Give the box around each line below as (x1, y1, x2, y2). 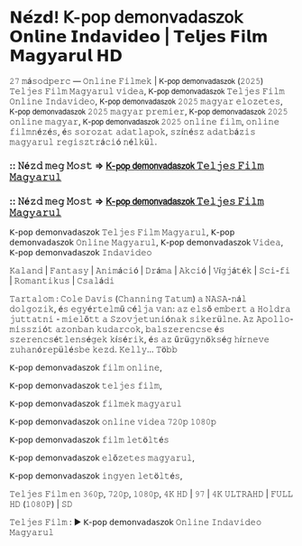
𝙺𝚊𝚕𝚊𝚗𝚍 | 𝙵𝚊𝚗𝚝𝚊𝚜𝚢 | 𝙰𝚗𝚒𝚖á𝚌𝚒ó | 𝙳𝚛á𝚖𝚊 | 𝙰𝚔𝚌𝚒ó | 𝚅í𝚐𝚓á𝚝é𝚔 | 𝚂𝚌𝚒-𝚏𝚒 (9, 265, 291, 276)
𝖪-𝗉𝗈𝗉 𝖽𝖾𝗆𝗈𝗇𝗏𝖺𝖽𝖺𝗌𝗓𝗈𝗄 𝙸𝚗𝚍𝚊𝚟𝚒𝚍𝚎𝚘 (9, 247, 152, 258)
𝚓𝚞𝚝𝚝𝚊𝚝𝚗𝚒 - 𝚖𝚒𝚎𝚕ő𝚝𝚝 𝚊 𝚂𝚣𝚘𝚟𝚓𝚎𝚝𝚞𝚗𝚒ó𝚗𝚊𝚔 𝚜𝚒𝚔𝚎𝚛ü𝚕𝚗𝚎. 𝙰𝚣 (9, 314, 255, 325)
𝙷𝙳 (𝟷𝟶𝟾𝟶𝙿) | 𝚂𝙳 (9, 499, 73, 510)
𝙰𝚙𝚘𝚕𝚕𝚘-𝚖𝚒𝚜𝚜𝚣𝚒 (256, 314, 294, 325)
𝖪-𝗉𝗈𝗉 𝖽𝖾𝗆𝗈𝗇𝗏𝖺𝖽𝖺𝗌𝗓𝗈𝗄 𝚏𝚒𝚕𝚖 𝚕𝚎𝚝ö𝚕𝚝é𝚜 (9, 434, 169, 445)
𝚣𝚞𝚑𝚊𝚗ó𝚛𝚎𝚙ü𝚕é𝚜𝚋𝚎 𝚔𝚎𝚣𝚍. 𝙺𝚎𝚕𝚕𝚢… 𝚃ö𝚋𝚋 (9, 344, 178, 355)
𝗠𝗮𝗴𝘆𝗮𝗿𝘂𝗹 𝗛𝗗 (9, 46, 124, 66)
